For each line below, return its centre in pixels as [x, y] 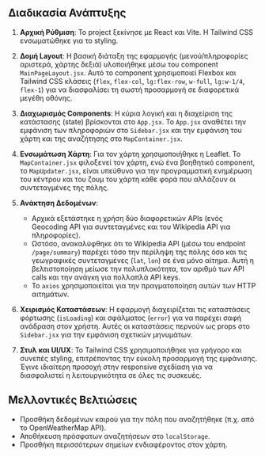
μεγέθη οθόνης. [46, 97]
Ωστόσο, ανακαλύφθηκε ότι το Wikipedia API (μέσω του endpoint [138, 243]
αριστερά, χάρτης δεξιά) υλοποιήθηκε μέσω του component [119, 64]
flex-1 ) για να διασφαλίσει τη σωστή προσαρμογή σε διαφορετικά [129, 89]
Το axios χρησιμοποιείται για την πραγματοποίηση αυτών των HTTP [144, 285]
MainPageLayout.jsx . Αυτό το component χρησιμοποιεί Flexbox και [128, 72]
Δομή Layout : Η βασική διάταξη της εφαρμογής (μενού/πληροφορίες [134, 55]
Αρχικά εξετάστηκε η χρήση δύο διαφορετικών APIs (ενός [127, 218]
